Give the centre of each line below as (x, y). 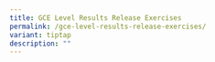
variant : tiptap (40, 35)
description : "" (40, 43)
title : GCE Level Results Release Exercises (96, 18)
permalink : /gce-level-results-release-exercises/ (108, 26)
